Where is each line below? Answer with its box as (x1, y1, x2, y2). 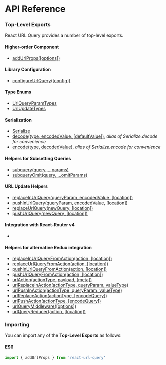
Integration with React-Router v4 (5, 222, 75, 228)
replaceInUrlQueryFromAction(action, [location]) (12, 256, 112, 262)
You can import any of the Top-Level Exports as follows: (5, 332, 122, 338)
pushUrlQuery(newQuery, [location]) (12, 210, 88, 216)
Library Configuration (5, 66, 51, 73)
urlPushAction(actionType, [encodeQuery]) (12, 298, 101, 304)
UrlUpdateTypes (12, 106, 46, 112)
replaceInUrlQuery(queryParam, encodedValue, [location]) (12, 194, 133, 200)
